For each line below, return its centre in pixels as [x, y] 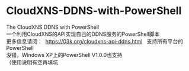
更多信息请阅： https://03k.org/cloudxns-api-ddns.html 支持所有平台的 [95, 41]
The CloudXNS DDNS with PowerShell [53, 27]
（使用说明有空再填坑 [32, 62]
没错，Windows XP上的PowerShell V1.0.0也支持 [64, 55]
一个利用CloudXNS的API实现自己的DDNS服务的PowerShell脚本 [83, 34]
